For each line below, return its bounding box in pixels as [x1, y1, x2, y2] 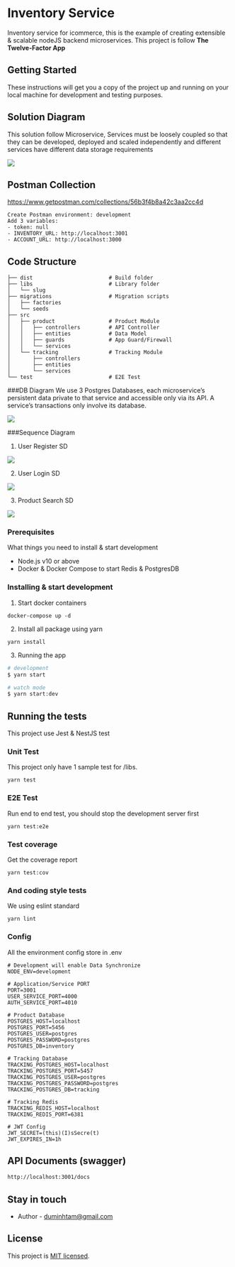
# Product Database [7, 1011, 65, 1019]
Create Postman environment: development [7, 212, 132, 219]
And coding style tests [7, 885, 87, 895]
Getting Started [7, 64, 77, 76]
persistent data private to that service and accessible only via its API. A [7, 394, 214, 402]
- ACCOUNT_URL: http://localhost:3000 [7, 236, 122, 243]
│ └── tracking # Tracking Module [7, 349, 163, 356]
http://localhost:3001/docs [7, 1173, 91, 1181]
